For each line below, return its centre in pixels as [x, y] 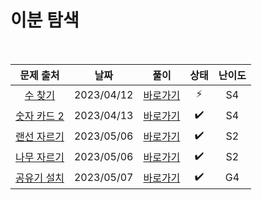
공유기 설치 [40, 178]
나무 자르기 [40, 158]
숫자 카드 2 [40, 116]
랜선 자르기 [40, 137]
